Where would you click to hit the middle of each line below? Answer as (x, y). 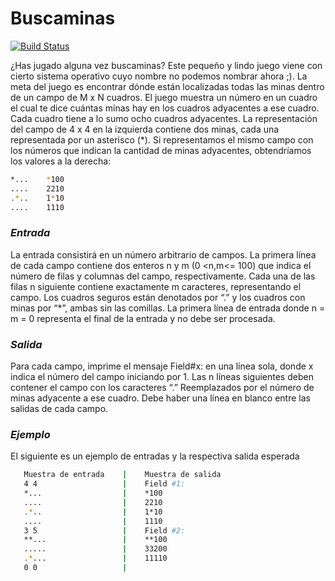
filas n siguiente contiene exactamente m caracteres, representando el (156, 286)
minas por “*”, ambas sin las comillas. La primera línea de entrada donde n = (168, 308)
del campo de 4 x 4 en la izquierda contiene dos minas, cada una (145, 129)
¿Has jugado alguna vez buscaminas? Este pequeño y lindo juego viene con (166, 65)
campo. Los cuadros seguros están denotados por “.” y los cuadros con (158, 297)
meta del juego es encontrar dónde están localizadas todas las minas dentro (167, 86)
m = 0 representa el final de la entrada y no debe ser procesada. (143, 318)
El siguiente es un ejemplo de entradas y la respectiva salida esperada (155, 456)
